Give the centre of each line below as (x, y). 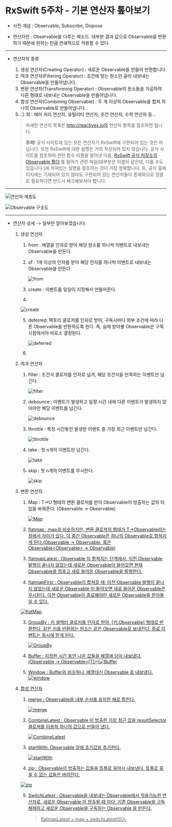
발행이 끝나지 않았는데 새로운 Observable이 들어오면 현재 (85, 565)
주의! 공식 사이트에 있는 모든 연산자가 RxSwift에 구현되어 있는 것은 (91, 142)
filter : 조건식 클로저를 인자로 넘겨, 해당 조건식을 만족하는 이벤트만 (93, 374)
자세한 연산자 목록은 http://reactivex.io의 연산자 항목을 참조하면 (89, 125)
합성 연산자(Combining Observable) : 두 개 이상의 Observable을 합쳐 (90, 101)
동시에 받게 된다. (58, 635)
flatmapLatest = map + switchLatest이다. (83, 819)
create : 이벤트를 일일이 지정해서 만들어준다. (72, 289)
